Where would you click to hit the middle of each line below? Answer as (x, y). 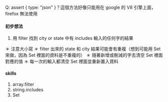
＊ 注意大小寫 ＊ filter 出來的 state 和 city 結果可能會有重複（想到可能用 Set (83, 49)
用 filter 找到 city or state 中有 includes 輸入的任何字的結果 (73, 38)
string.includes (28, 90)
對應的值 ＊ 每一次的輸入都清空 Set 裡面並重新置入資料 (62, 61)
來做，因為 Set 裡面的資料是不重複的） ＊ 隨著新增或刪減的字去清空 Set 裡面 (84, 55)
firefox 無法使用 (21, 14)
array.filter (23, 84)
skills (11, 73)
